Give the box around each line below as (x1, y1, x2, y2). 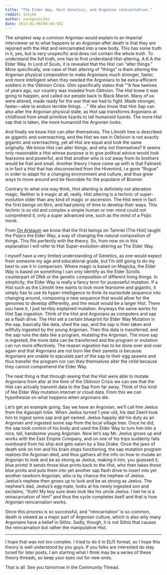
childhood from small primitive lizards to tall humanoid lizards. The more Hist (5, 114, 162, 120)
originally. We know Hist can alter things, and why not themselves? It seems (5, 145, 161, 151)
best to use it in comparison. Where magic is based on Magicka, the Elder (5, 263, 156, 269)
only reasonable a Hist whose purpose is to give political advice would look (5, 150, 159, 156)
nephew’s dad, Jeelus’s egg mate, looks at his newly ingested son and (5, 483, 149, 490)
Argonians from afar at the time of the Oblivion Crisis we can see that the (5, 379, 155, 385)
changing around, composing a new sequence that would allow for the (5, 295, 150, 301)
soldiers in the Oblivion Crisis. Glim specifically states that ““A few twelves (5, 82, 158, 88)
